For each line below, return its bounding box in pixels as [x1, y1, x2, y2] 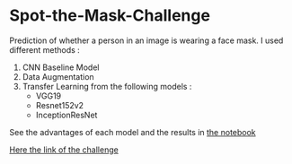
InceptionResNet [35, 109, 98, 120]
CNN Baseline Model [22, 62, 100, 73]
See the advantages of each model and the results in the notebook [9, 126, 256, 137]
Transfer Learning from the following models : [22, 81, 192, 91]
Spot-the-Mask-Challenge [9, 5, 211, 26]
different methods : [9, 44, 81, 55]
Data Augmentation [22, 71, 94, 82]
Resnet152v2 [35, 99, 84, 110]
